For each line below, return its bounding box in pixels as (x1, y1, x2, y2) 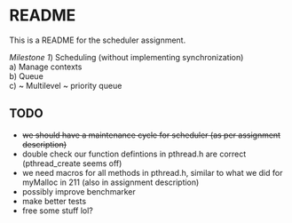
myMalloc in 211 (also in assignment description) (21, 177, 200, 187)
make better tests (21, 195, 87, 206)
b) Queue (9, 70, 44, 81)
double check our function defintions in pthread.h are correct (21, 148, 247, 159)
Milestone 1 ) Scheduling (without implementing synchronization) (9, 52, 244, 62)
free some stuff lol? (21, 205, 93, 216)
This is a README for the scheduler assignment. (9, 35, 186, 45)
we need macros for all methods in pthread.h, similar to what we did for (21, 167, 283, 178)
